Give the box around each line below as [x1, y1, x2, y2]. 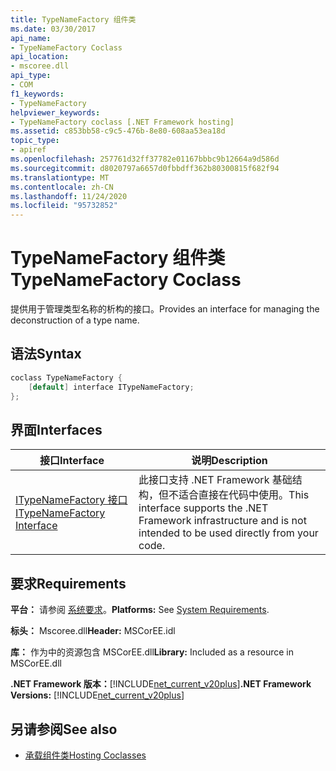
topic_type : [10, 136, 60, 146]
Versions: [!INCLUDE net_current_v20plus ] [10, 689, 185, 701]
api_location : [10, 52, 70, 62]
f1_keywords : [10, 89, 65, 99]
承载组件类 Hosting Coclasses [24, 749, 147, 761]
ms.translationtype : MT [10, 172, 110, 183]
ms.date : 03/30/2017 [10, 24, 97, 34]
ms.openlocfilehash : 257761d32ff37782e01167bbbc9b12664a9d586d [10, 154, 280, 164]
